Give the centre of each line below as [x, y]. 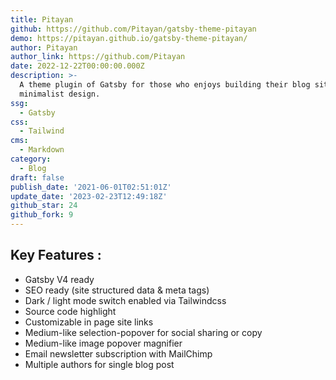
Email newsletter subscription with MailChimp [118, 353]
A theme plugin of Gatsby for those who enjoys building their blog [165, 85]
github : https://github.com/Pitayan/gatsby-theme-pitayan [133, 29]
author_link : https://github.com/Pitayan [98, 57]
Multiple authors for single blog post [99, 364]
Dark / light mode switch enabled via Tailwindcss [125, 300]
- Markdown [42, 150]
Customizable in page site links [89, 322]
